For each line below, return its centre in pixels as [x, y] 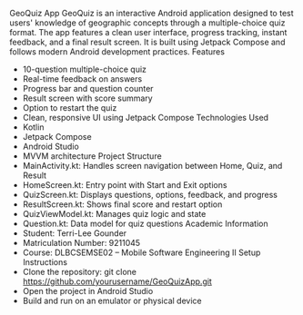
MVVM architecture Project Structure [92, 156]
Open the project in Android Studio [88, 291]
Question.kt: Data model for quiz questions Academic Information [145, 223]
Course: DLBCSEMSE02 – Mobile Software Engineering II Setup [141, 252]
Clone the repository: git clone [79, 272]
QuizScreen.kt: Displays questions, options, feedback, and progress [150, 195]
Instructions [45, 262]
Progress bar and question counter [88, 89]
